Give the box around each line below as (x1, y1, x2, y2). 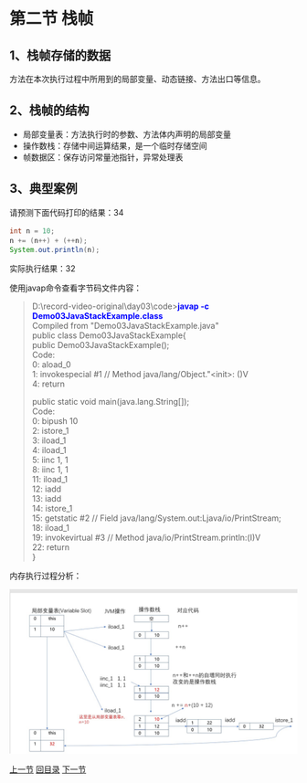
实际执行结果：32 (9, 263, 76, 274)
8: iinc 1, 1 (31, 464, 69, 475)
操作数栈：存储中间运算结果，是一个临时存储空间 (22, 140, 207, 151)
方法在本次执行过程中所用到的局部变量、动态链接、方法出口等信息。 (9, 74, 266, 84)
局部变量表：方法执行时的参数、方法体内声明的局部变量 (22, 129, 231, 140)
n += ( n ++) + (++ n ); (9, 236, 89, 245)
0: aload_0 (31, 359, 71, 370)
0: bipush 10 (31, 416, 79, 427)
